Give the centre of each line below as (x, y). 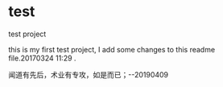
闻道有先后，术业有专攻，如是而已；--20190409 (89, 74)
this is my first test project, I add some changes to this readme (112, 49)
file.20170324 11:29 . (42, 58)
